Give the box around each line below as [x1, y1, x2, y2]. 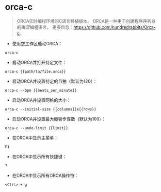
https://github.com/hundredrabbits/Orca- [73, 24, 156, 30]
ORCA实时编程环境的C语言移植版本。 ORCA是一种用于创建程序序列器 [16, 18, 156, 24]
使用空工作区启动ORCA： [12, 40, 63, 46]
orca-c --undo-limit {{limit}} [5, 125, 68, 130]
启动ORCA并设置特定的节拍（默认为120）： [12, 78, 97, 84]
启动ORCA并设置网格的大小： [12, 97, 71, 103]
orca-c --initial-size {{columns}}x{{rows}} [5, 106, 97, 112]
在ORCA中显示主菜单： [12, 135, 59, 140]
